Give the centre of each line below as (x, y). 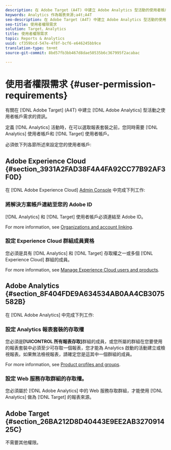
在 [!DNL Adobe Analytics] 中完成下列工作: (50, 314)
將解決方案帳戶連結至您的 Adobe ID (49, 205)
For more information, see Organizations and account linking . (69, 227)
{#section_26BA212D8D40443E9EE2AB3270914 (85, 422)
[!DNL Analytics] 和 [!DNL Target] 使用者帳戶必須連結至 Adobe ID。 (76, 217)
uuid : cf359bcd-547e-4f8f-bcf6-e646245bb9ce (53, 43)
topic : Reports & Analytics (35, 39)
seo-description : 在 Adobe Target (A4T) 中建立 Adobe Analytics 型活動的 (82, 19)
